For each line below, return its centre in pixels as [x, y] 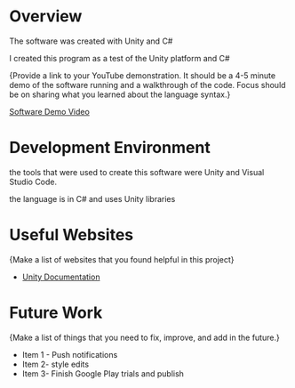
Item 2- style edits [56, 364]
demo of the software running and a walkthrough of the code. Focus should [147, 85]
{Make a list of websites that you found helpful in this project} [122, 259]
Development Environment [110, 148]
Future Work [56, 312]
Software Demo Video [50, 111]
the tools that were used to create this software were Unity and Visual [137, 172]
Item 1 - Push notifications [70, 354]
